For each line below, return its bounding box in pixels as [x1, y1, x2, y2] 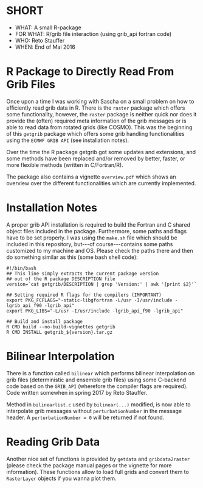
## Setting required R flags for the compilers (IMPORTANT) [6, 292, 162, 298]
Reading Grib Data [6, 435, 100, 448]
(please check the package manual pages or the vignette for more [6, 461, 172, 469]
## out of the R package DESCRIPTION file [6, 275, 115, 282]
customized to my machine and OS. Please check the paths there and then [6, 247, 193, 254]
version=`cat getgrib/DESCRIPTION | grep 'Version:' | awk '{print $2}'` [6, 281, 198, 287]
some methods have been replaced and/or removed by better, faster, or [6, 155, 185, 162]
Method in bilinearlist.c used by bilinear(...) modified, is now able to [6, 400, 191, 408]
